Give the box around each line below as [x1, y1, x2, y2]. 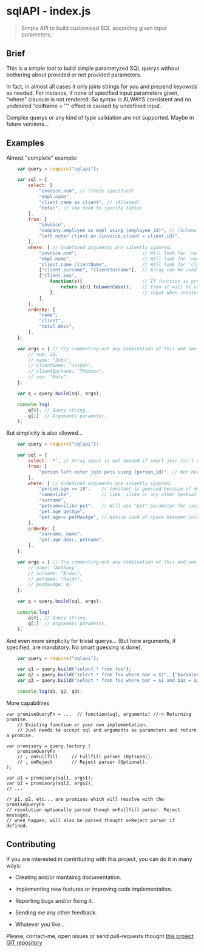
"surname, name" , [38, 531, 83, 537]
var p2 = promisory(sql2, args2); [6, 780, 94, 786]
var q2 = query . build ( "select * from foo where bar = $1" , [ [17, 672, 175, 678]
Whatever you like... [15, 920, 65, 928]
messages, [6, 812, 32, 818]
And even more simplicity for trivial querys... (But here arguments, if [6, 637, 176, 644]
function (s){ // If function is [49, 278, 189, 285]
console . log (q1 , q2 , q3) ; [17, 688, 83, 695]
